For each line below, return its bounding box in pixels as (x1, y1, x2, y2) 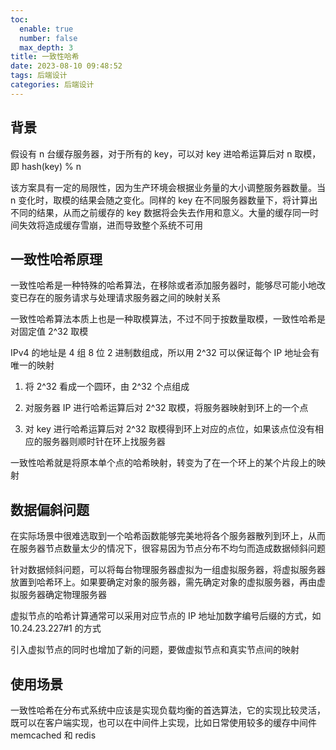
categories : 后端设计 (10, 80, 95, 90)
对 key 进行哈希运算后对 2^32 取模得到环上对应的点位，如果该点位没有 (24, 423, 315, 435)
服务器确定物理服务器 (18, 589, 107, 601)
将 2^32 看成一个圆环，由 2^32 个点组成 (24, 381, 190, 393)
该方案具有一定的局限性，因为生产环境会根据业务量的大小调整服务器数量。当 (10, 181, 326, 193)
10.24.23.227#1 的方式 (10, 622, 102, 635)
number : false (19, 33, 78, 43)
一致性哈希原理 (10, 251, 103, 268)
